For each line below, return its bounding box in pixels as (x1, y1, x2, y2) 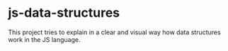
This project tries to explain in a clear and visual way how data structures (8, 28, 222, 36)
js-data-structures (8, 5, 120, 21)
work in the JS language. (8, 35, 81, 43)
